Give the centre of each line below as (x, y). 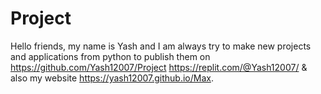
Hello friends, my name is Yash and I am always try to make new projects (161, 46)
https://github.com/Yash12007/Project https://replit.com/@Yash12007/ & (159, 67)
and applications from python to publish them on (110, 56)
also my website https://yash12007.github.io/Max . (112, 78)
